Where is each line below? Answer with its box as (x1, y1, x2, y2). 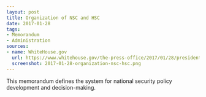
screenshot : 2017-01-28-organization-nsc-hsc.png (12, 60, 141, 66)
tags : (6, 26, 20, 33)
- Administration (6, 37, 51, 44)
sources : (6, 44, 29, 50)
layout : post (6, 9, 40, 15)
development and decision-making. (6, 83, 96, 91)
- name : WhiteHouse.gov (6, 49, 67, 55)
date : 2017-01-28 (6, 20, 51, 26)
